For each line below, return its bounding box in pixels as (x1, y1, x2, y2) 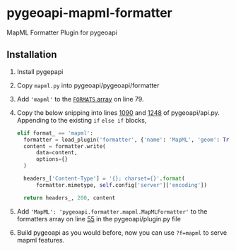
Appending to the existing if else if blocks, (16, 116, 147, 124)
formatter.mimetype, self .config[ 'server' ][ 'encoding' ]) (35, 181, 208, 188)
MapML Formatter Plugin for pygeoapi (6, 28, 117, 37)
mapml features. (16, 235, 65, 244)
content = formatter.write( (23, 142, 107, 149)
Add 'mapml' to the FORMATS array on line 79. (16, 94, 144, 103)
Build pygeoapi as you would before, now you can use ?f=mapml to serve (16, 228, 228, 237)
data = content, (35, 149, 78, 157)
